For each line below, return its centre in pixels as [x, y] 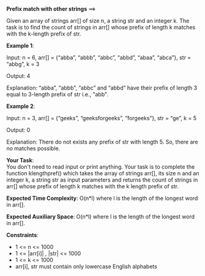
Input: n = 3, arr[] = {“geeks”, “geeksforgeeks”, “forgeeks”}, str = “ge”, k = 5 [102, 118]
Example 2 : [21, 106]
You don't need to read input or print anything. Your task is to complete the [101, 167]
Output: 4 [18, 76]
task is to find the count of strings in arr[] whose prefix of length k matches [101, 27]
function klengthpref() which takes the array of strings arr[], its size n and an [103, 173]
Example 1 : [20, 46]
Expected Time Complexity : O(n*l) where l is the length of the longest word [102, 198]
